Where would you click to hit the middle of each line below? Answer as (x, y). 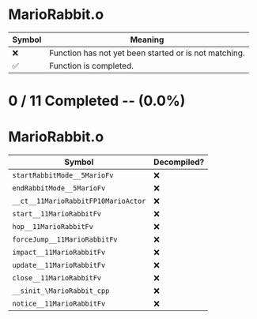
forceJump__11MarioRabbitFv (65, 240)
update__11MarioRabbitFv (59, 265)
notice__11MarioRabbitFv (59, 304)
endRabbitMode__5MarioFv (59, 188)
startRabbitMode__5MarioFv (63, 176)
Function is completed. (91, 66)
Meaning (147, 39)
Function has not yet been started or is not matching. (147, 53)
